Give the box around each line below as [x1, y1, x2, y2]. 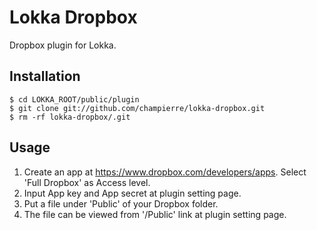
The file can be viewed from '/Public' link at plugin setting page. [23, 208, 287, 220]
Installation [9, 68, 81, 85]
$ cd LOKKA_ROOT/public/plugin [9, 94, 140, 105]
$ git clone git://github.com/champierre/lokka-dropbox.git [9, 103, 266, 113]
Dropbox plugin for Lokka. [9, 39, 117, 51]
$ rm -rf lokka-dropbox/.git [9, 112, 131, 122]
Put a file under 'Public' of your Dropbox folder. [23, 197, 219, 210]
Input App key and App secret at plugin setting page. [23, 187, 242, 199]
